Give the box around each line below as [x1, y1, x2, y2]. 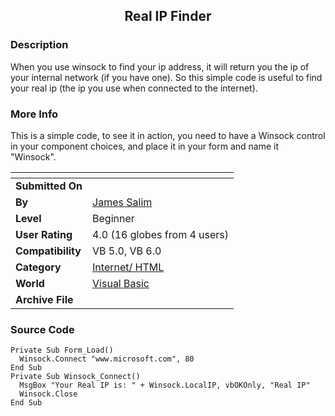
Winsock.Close [19, 389, 78, 399]
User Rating [15, 227, 73, 241]
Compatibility [15, 244, 82, 258]
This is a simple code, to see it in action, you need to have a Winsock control [10, 129, 326, 141]
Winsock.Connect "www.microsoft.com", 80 [19, 354, 195, 364]
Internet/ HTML [92, 260, 165, 274]
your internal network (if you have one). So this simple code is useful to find [10, 71, 323, 83]
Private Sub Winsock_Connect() [10, 372, 141, 382]
